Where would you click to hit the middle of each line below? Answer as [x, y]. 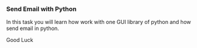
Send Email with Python [41, 9]
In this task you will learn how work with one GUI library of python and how [99, 22]
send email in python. [33, 28]
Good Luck [20, 40]
